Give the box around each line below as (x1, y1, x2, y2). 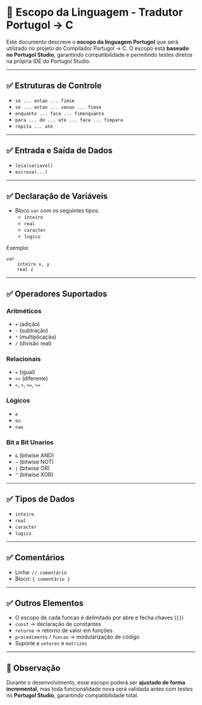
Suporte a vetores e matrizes (14, 640, 88, 647)
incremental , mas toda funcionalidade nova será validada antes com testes (6, 685, 194, 693)
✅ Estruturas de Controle (6, 81, 102, 91)
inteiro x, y (17, 261, 50, 267)
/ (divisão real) (14, 340, 52, 347)
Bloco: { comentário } (14, 575, 70, 582)
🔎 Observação (6, 663, 61, 673)
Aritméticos (6, 307, 42, 315)
